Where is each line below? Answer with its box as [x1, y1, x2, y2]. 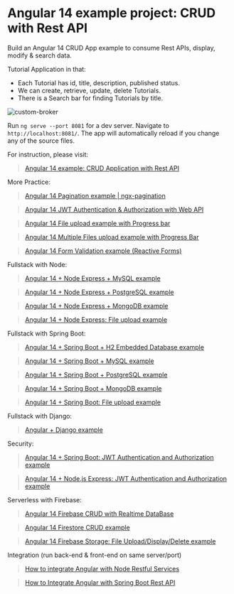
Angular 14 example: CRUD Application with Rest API [24, 163, 180, 172]
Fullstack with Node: [7, 260, 68, 269]
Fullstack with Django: [7, 411, 73, 420]
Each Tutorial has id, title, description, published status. [17, 78, 180, 87]
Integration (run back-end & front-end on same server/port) [7, 551, 182, 559]
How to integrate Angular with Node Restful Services [24, 564, 180, 573]
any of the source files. [7, 136, 75, 145]
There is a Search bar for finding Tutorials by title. [17, 94, 164, 102]
